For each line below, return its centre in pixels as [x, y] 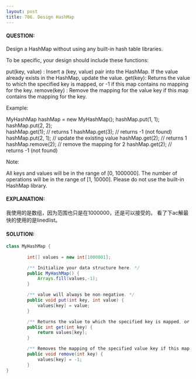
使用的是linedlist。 [38, 220]
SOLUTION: [20, 234]
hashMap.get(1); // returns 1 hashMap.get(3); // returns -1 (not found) [89, 131]
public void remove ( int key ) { [65, 354]
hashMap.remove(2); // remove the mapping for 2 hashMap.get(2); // [89, 144]
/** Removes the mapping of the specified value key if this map [109, 349]
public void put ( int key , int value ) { [76, 300]
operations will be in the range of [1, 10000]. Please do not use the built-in [95, 179]
